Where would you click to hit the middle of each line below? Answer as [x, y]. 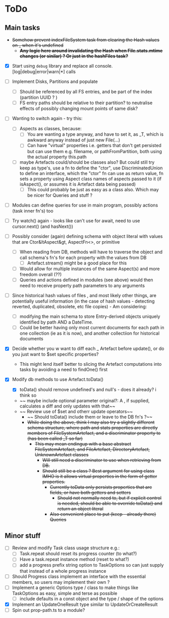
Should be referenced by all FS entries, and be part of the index [86, 92]
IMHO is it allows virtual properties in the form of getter [100, 477]
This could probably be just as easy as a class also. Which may [93, 189]
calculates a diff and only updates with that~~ [67, 406]
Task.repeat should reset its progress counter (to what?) [78, 554]
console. [104, 66]
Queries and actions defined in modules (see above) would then [86, 280]
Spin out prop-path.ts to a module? [49, 610]
